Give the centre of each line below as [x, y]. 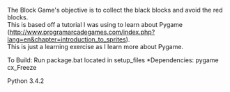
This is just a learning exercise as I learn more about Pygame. [95, 47]
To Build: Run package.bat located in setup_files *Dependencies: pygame [113, 60]
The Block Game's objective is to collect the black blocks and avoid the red [115, 10]
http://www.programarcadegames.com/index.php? [82, 32]
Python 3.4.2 [25, 81]
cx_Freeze [22, 67]
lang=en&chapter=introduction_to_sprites [67, 39]
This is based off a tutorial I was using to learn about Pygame [95, 25]
